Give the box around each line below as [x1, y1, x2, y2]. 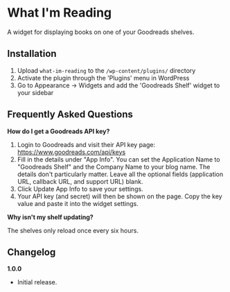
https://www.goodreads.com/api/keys [17, 148, 126, 156]
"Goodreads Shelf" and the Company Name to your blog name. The [17, 162, 211, 171]
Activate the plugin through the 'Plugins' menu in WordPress [17, 74, 190, 82]
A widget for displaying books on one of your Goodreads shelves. [7, 28, 195, 36]
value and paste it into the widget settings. [17, 199, 139, 207]
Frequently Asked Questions [7, 109, 134, 121]
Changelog [7, 246, 56, 258]
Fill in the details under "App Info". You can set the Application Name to [17, 155, 220, 164]
